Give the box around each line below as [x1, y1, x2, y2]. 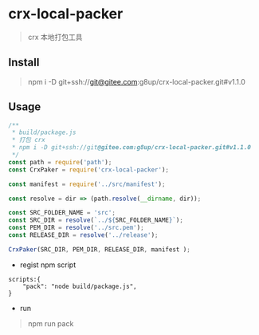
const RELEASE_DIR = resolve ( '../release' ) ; [8, 231, 159, 239]
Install [8, 56, 40, 69]
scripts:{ [8, 275, 41, 283]
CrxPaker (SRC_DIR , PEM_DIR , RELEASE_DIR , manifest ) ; [8, 245, 191, 254]
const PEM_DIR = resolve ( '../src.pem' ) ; [8, 224, 145, 232]
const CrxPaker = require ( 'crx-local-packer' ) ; [8, 165, 170, 174]
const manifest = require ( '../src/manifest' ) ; [8, 180, 166, 188]
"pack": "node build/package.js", [22, 282, 137, 290]
